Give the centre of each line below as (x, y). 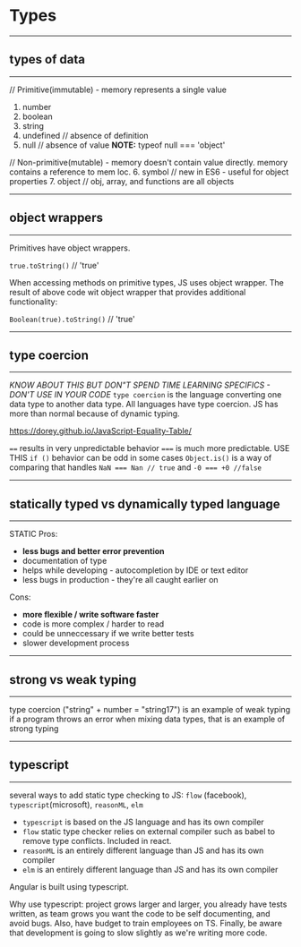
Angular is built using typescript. (69, 886)
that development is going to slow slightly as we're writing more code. (138, 933)
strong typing (34, 729)
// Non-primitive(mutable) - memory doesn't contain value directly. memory (149, 162)
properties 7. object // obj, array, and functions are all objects (122, 181)
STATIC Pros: (34, 534)
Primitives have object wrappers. (70, 248)
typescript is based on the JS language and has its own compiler (143, 822)
